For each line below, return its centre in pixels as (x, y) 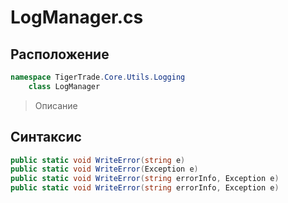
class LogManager (64, 86)
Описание (56, 105)
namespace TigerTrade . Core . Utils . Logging (98, 77)
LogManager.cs (77, 17)
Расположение (60, 54)
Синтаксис (46, 137)
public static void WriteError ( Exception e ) (104, 169)
